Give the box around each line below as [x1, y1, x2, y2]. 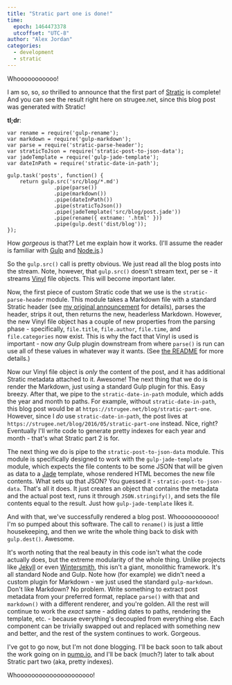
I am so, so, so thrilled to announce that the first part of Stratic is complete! [7, 87, 222, 96]
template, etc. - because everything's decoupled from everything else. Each [7, 614, 225, 623]
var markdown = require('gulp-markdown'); [7, 135, 132, 142]
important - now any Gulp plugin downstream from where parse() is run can [7, 339, 225, 348]
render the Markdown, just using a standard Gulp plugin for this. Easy [7, 382, 206, 391]
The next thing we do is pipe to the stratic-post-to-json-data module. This [7, 447, 224, 455]
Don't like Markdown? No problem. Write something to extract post [7, 584, 198, 593]
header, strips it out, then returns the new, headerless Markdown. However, [7, 310, 222, 318]
